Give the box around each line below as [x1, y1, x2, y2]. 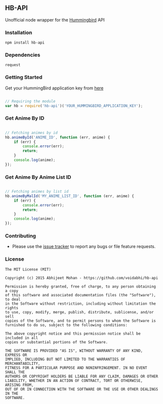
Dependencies [5, 51, 41, 58]
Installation [5, 29, 33, 36]
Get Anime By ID [5, 115, 45, 122]
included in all [5, 335, 38, 340]
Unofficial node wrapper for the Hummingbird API [5, 17, 105, 22]
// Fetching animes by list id [5, 189, 69, 194]
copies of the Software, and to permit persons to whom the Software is [5, 318, 156, 323]
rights [5, 305, 19, 310]
